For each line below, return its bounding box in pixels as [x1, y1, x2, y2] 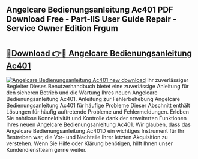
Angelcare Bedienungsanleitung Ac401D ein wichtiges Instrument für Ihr [6, 127, 185, 134]
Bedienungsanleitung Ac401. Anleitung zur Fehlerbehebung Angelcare [6, 96, 181, 102]
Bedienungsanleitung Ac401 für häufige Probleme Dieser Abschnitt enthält [6, 102, 190, 109]
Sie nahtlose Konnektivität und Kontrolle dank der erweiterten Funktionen [6, 115, 187, 121]
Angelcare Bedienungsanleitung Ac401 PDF [6, 5, 173, 15]
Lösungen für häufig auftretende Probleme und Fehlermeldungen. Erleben [6, 108, 190, 115]
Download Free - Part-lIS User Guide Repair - [6, 14, 177, 25]
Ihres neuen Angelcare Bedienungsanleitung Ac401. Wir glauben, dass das [6, 121, 191, 128]
